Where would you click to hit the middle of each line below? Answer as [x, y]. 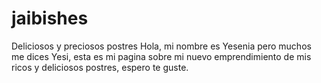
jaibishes [50, 18]
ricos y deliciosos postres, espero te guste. [100, 67]
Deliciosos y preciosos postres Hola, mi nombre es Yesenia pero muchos [161, 46]
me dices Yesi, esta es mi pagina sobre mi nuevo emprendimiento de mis [161, 56]
